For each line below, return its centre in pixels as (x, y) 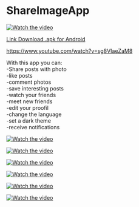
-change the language (34, 114)
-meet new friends (29, 101)
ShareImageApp (48, 11)
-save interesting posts (35, 88)
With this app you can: (34, 63)
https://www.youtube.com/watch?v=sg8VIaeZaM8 (69, 51)
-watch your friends (31, 95)
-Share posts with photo (36, 69)
